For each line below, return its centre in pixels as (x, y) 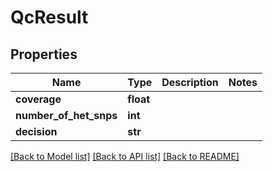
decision (36, 131)
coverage (38, 99)
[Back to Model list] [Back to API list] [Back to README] (125, 156)
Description (190, 82)
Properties (44, 54)
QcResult (49, 17)
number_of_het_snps (66, 115)
